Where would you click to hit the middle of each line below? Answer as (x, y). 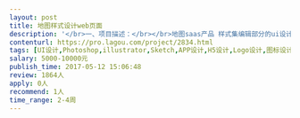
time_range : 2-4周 (43, 100)
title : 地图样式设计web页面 (56, 26)
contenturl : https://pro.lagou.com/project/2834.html (112, 42)
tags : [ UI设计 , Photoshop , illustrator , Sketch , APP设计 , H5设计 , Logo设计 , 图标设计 (151, 51)
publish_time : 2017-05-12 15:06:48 (75, 67)
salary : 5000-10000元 (49, 59)
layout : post (33, 17)
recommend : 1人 (37, 91)
